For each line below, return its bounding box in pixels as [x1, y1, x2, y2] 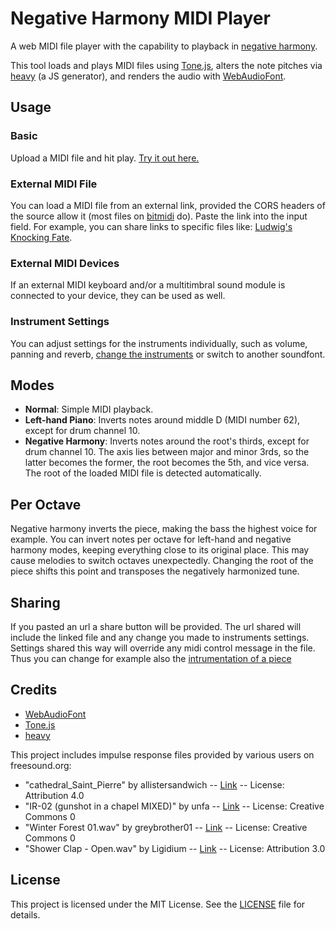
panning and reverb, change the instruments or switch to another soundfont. [10, 348, 326, 360]
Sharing [10, 594, 61, 611]
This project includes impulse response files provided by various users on [10, 748, 315, 761]
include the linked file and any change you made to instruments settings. [10, 631, 310, 643]
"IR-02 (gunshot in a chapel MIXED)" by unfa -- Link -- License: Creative [24, 800, 325, 812]
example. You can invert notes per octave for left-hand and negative [10, 533, 292, 546]
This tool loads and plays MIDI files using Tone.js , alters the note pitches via [10, 59, 323, 71]
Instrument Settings [10, 315, 110, 329]
